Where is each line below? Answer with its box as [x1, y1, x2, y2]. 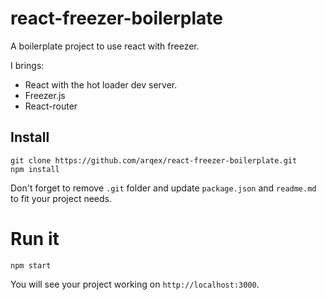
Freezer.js [24, 89, 66, 101]
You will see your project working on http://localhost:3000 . [10, 278, 260, 290]
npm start [10, 260, 52, 271]
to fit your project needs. [10, 192, 113, 204]
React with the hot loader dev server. [24, 78, 178, 91]
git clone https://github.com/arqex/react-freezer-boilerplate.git [10, 155, 298, 166]
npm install [10, 164, 60, 174]
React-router [24, 100, 78, 112]
